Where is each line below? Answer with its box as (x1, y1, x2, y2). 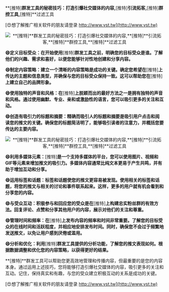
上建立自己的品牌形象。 (5, 79, 54, 85)
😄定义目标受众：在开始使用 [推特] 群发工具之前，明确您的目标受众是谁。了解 (5, 50, 163, 55)
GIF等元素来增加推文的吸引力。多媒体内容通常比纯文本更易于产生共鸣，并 (5, 160, 158, 166)
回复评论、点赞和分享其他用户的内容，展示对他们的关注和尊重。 (14, 207, 146, 212)
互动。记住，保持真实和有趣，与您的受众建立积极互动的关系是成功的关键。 (5, 270, 159, 276)
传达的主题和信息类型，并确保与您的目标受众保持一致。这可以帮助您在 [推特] (5, 73, 163, 79)
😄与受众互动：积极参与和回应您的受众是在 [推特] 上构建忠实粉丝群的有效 (5, 200, 154, 206)
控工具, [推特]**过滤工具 (5, 11, 54, 17)
